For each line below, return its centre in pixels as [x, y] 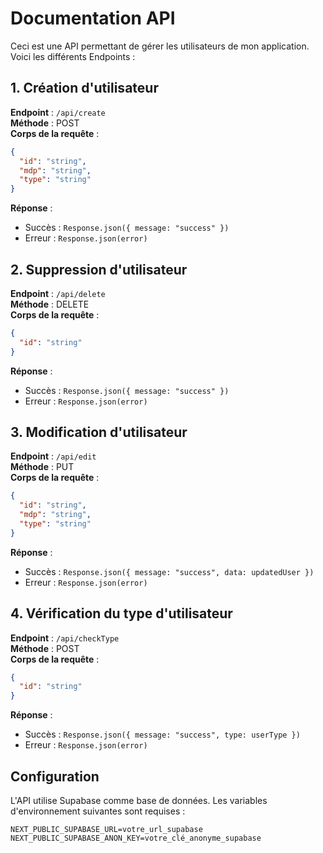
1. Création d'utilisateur [84, 88]
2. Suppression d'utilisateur [99, 269]
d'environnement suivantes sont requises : [98, 811]
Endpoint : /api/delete [58, 293]
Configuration [55, 776]
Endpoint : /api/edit [53, 456]
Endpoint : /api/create [58, 112]
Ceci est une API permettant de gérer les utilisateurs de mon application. [160, 46]
